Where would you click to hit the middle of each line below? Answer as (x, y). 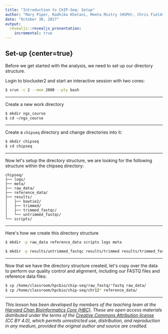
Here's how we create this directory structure (52, 233)
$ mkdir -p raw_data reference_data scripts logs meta (63, 242)
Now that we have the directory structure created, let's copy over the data (81, 265)
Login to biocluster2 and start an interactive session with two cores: (75, 80)
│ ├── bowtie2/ (23, 201)
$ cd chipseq (19, 146)
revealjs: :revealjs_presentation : (45, 29)
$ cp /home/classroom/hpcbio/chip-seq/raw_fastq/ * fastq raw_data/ (76, 285)
